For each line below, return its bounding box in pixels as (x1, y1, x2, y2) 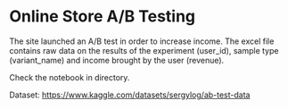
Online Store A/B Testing (9, 6, 196, 27)
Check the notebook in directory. (9, 71, 130, 82)
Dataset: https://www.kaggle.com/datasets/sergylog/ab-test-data (9, 89, 251, 100)
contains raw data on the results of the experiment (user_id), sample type (9, 45, 279, 55)
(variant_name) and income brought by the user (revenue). (9, 54, 225, 65)
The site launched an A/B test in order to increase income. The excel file (9, 36, 275, 46)
